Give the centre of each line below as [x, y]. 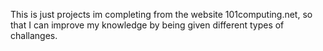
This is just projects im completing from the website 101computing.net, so [161, 14]
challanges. [34, 35]
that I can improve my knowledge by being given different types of [147, 25]
